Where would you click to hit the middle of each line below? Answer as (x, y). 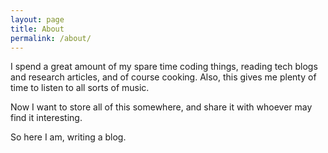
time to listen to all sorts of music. (80, 88)
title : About (37, 29)
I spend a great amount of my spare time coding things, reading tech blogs (164, 67)
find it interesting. (46, 118)
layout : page (37, 19)
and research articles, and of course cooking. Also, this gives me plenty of (163, 77)
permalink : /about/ (51, 38)
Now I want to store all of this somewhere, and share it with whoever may (161, 107)
